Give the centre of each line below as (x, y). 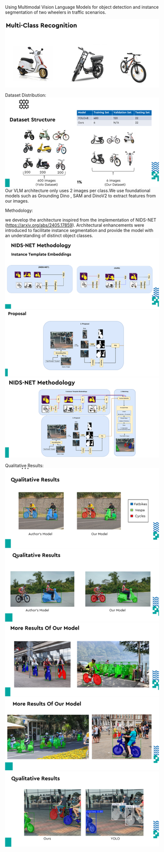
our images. (17, 201)
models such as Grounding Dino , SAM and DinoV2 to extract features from (81, 196)
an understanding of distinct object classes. (49, 236)
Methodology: (19, 210)
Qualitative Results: (24, 465)
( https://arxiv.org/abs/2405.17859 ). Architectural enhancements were (75, 225)
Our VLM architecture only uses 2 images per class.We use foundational (78, 191)
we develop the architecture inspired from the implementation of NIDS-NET (81, 220)
